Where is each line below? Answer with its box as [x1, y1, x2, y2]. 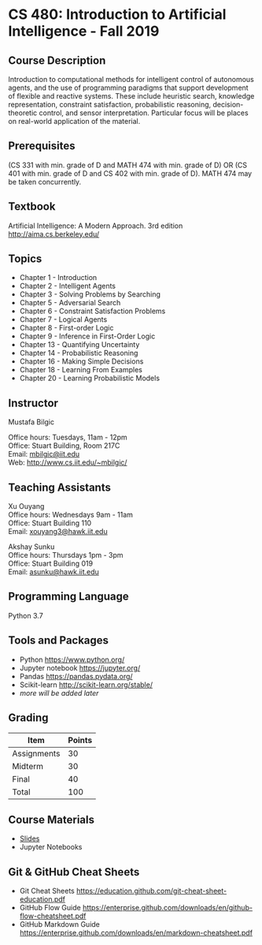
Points [68, 734, 93, 745]
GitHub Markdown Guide [19, 920, 100, 929]
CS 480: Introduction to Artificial [8, 6, 227, 24]
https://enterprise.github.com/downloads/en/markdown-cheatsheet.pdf [19, 928, 253, 938]
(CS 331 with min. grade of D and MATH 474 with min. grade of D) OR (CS [8, 160, 248, 170]
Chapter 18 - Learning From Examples [19, 365, 143, 375]
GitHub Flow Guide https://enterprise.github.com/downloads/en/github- [19, 903, 253, 913]
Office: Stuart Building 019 [8, 558, 93, 569]
